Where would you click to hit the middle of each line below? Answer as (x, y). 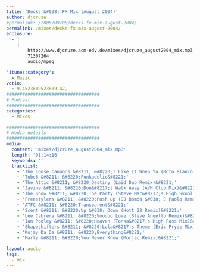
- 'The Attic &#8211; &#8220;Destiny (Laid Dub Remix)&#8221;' (97, 183)
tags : (13, 254)
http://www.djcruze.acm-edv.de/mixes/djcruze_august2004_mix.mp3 (110, 51)
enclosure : (20, 34)
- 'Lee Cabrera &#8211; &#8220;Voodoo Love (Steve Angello (92, 216)
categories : (21, 111)
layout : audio (24, 248)
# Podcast (18, 100)
